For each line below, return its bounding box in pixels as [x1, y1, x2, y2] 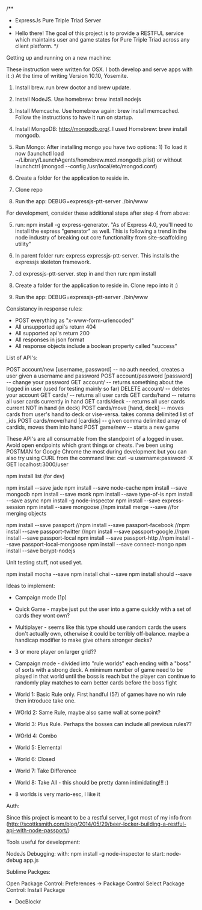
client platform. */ [14, 42, 59, 49]
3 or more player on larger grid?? [14, 648, 97, 655]
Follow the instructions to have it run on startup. [14, 114, 133, 121]
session [6, 504, 26, 510]
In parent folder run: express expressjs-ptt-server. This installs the [14, 252, 179, 259]
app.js [23, 856, 39, 864]
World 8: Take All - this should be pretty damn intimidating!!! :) [14, 779, 169, 786]
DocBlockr [14, 898, 41, 905]
